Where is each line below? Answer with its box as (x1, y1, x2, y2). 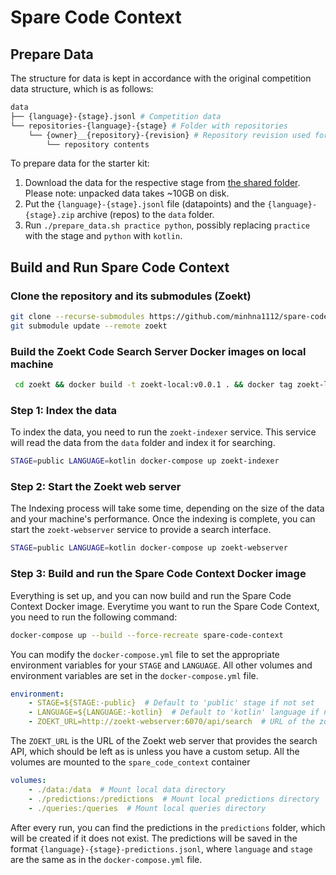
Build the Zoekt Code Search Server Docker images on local (10, 344, 307, 358)
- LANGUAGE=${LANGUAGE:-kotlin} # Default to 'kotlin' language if (28, 707, 320, 718)
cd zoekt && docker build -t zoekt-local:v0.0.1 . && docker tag (14, 380, 293, 390)
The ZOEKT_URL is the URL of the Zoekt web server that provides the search (10, 735, 318, 746)
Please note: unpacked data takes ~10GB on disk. (24, 187, 230, 200)
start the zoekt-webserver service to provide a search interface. (10, 524, 272, 536)
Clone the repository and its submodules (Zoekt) (10, 289, 252, 303)
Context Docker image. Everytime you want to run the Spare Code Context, (10, 600, 320, 612)
